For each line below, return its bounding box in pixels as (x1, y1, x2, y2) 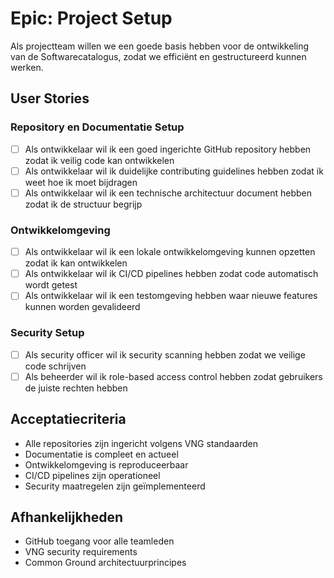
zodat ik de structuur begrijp (24, 198, 143, 210)
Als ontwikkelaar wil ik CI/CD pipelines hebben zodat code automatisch (24, 268, 319, 280)
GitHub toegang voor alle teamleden (24, 535, 175, 547)
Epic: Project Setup (10, 7, 173, 30)
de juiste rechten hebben (24, 382, 128, 394)
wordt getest (24, 279, 78, 291)
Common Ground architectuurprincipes (24, 557, 187, 569)
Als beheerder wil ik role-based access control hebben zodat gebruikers (24, 370, 323, 382)
